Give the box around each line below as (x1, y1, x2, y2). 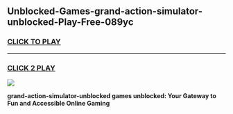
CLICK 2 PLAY (7, 63, 55, 73)
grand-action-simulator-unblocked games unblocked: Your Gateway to (7, 91, 217, 99)
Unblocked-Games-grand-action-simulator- (7, 6, 203, 17)
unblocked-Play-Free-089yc (7, 17, 134, 28)
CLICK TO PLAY (7, 37, 61, 47)
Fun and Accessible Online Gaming (7, 99, 110, 107)
